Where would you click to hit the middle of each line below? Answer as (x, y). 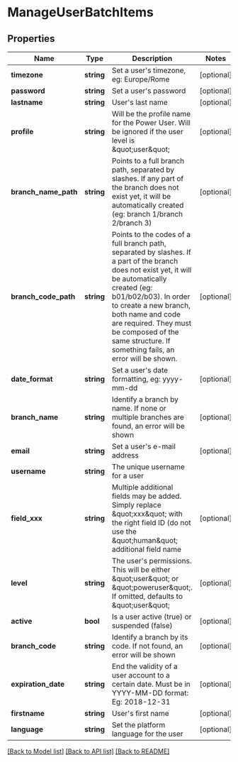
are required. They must (152, 323)
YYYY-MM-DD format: (150, 693)
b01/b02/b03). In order (151, 297)
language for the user (147, 734)
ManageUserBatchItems (80, 12)
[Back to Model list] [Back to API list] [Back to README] (89, 751)
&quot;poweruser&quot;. (152, 587)
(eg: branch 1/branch (147, 214)
